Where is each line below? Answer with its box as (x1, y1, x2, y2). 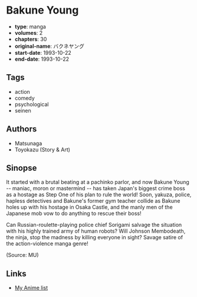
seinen (14, 107, 31, 114)
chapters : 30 (14, 35, 47, 42)
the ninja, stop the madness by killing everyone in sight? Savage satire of (6, 234, 183, 241)
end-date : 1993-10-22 (14, 55, 70, 62)
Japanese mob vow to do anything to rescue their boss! (6, 210, 142, 217)
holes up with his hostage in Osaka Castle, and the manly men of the (6, 204, 173, 211)
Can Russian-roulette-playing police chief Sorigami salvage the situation (6, 222, 182, 229)
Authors (6, 124, 37, 134)
